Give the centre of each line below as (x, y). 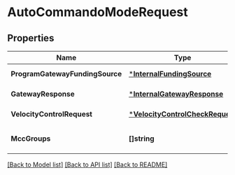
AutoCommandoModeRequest (98, 12)
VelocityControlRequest (52, 114)
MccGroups (31, 139)
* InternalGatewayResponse (176, 94)
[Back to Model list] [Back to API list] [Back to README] (87, 164)
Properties (31, 38)
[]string (142, 139)
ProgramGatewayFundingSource (66, 74)
